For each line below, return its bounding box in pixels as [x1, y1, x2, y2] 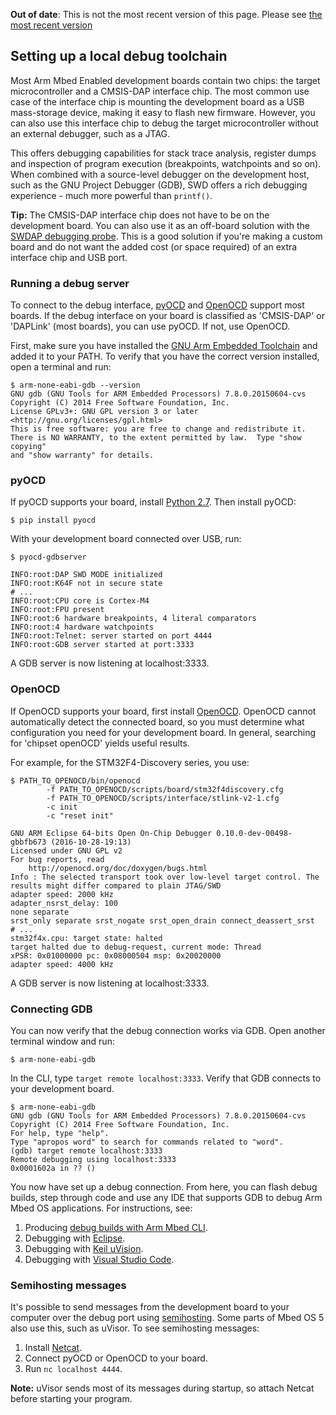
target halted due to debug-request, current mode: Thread [10, 942, 262, 952]
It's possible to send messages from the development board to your [10, 1301, 290, 1313]
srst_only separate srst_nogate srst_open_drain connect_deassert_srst [10, 915, 315, 926]
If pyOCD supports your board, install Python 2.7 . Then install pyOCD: [10, 496, 297, 508]
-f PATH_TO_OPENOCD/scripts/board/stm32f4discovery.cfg [46, 784, 284, 794]
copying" [10, 442, 47, 452]
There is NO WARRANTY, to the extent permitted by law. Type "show [10, 433, 302, 443]
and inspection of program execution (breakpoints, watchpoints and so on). [10, 157, 322, 169]
